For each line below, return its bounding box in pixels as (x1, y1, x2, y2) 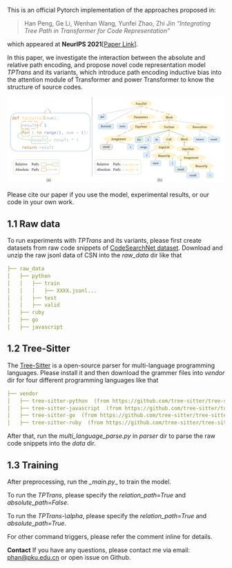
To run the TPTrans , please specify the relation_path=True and (7, 491, 186, 499)
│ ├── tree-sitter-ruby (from (7, 419, 104, 426)
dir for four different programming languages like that (7, 376, 159, 384)
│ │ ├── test (7, 294, 57, 302)
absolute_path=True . (7, 519, 67, 527)
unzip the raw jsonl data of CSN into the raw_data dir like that (7, 251, 182, 259)
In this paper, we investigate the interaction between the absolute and (7, 53, 206, 62)
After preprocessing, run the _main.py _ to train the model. (7, 477, 171, 486)
